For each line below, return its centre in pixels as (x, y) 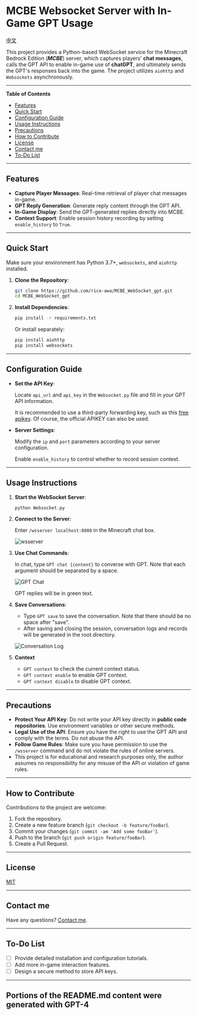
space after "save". (46, 622)
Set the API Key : (35, 383)
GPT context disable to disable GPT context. (77, 681)
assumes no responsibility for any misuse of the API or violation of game (102, 763)
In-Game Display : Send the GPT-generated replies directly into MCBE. (99, 212)
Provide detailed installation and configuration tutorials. (81, 958)
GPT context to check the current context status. (82, 669)
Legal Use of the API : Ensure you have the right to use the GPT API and (101, 732)
